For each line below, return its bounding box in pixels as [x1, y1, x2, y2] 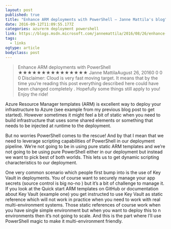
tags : [5, 36, 17, 41]
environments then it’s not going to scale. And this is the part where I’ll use [5, 212, 162, 219]
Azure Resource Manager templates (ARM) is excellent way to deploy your [5, 101, 161, 107]
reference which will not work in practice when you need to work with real [5, 196, 161, 203]
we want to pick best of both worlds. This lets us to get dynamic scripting [5, 154, 159, 160]
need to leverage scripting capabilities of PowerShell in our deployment [5, 138, 155, 144]
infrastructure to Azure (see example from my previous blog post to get [5, 106, 155, 112]
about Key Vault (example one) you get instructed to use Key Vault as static [5, 191, 163, 197]
